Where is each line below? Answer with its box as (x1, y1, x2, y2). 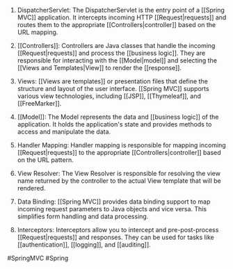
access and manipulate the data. (17, 128, 111, 136)
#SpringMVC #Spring (7, 254, 69, 262)
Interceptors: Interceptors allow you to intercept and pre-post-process (17, 226, 219, 234)
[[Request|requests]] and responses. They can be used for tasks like (17, 233, 214, 241)
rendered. (17, 184, 46, 192)
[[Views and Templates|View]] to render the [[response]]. (17, 64, 182, 72)
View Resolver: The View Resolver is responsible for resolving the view (17, 170, 221, 177)
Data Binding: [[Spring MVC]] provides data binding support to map (17, 197, 211, 206)
